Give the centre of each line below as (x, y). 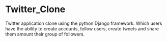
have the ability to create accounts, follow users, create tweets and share (82, 28)
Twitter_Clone (35, 9)
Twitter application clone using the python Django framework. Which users (84, 23)
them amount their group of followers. (45, 34)
